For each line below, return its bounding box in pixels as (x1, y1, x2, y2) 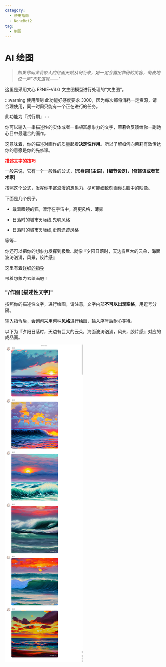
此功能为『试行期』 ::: (5, 114, 49, 120)
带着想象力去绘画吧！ (5, 276, 48, 281)
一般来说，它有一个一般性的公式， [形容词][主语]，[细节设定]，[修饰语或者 (5, 168, 155, 174)
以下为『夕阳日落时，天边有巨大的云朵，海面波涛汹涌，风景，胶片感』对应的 (5, 329, 161, 334)
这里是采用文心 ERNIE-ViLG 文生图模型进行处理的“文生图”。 (5, 87, 126, 93)
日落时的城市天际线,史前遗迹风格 (12, 227, 79, 233)
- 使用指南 (9, 13, 29, 18)
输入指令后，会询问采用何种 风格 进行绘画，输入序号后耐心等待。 (5, 318, 135, 324)
